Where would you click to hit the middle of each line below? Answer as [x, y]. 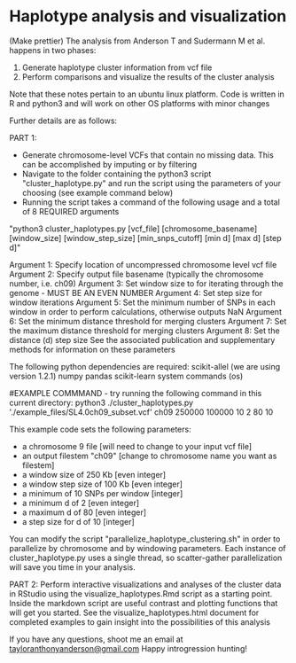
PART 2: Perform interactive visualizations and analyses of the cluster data [145, 584]
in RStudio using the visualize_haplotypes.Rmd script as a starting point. [141, 593]
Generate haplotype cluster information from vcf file [117, 67]
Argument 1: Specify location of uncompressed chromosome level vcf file [143, 264]
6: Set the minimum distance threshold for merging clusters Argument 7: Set [148, 321]
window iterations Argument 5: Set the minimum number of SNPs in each [143, 302]
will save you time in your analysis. [72, 567]
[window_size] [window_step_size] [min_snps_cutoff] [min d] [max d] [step [145, 238]
